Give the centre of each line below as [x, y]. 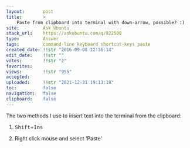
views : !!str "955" [39, 72]
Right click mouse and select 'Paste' [58, 138]
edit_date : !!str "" [35, 55]
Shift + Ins [29, 127]
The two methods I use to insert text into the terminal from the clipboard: [94, 116]
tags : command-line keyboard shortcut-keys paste [78, 45]
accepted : [18, 77]
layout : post [30, 11]
